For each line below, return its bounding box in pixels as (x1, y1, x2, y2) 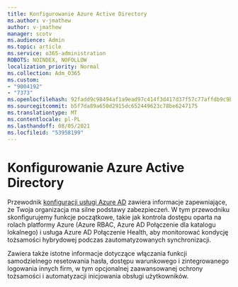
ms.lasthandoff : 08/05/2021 (7, 122, 91, 130)
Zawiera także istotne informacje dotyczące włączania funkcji (7, 249, 188, 258)
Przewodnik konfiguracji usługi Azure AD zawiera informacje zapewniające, (7, 198, 228, 206)
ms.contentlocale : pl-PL (7, 116, 81, 123)
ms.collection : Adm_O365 (7, 69, 81, 77)
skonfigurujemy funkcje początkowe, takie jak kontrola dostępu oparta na (7, 213, 222, 222)
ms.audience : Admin (7, 37, 65, 44)
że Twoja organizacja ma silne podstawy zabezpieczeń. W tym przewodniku (7, 206, 230, 214)
